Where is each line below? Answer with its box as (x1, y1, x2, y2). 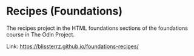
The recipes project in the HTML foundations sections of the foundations (6, 24, 188, 32)
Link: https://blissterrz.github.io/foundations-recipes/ (6, 43, 139, 50)
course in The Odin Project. (6, 30, 75, 38)
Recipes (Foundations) (6, 4, 123, 18)
